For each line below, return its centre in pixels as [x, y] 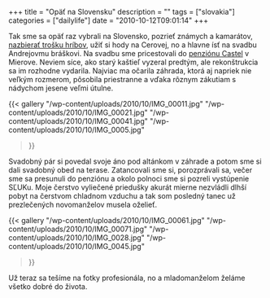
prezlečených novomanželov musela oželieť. [83, 204]
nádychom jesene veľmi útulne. [61, 88]
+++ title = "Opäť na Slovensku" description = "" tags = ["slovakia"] [122, 12]
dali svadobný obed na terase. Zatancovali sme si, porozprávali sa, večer [131, 170]
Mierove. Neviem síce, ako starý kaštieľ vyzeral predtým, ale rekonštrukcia [133, 62]
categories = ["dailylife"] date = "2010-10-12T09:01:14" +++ [109, 20]
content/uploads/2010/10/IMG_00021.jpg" [78, 112]
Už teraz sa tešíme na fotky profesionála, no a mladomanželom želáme [127, 278]
